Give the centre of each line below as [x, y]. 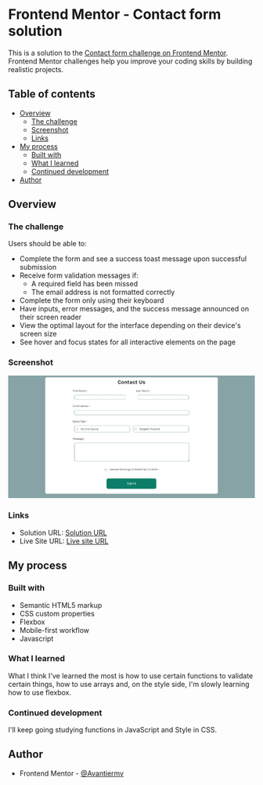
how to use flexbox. [40, 692]
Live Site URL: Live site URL [64, 541]
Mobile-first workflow [54, 630]
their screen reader [50, 317]
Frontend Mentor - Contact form [115, 15]
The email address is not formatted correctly [103, 293]
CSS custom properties [57, 613]
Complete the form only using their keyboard [92, 300]
